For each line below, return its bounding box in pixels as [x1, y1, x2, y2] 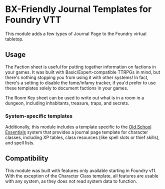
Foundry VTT [5, 14, 61, 25]
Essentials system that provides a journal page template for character [5, 129, 148, 135]
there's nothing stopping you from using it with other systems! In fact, [5, 74, 149, 80]
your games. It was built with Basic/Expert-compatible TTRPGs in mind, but [5, 69, 160, 75]
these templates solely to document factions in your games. [5, 85, 128, 91]
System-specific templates [5, 112, 73, 119]
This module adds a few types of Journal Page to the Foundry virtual [5, 30, 146, 36]
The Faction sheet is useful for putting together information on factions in [5, 63, 156, 69]
